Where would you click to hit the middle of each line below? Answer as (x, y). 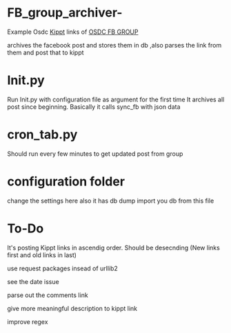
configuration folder (66, 181)
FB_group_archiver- (65, 13)
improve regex (28, 321)
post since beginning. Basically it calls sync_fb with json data (94, 107)
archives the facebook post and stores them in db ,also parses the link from (114, 45)
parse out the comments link (48, 295)
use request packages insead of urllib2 (63, 268)
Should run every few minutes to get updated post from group (95, 154)
